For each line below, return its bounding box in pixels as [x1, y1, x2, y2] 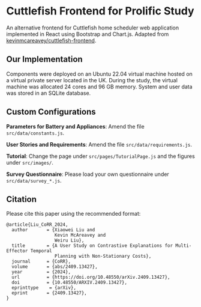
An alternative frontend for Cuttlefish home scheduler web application [6, 24, 179, 31]
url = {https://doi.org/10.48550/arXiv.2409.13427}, [11, 275, 170, 281]
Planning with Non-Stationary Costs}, [54, 254, 152, 260]
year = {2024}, [11, 269, 71, 275]
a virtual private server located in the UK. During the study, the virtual [6, 76, 178, 84]
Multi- [175, 243, 192, 249]
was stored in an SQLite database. [6, 89, 91, 97]
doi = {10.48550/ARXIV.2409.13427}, [11, 279, 128, 286]
